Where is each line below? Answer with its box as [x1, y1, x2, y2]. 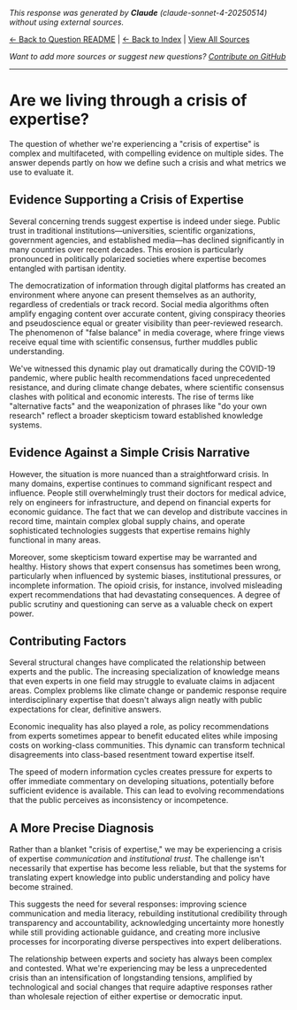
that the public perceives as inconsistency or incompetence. [9, 795, 229, 806]
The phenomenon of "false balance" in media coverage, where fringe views [9, 327, 286, 337]
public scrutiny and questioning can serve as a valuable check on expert [9, 598, 273, 609]
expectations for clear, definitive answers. [9, 704, 162, 715]
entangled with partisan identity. [9, 263, 126, 274]
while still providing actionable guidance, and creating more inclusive [9, 927, 261, 937]
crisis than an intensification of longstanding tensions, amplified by [9, 973, 254, 983]
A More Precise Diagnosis [9, 821, 155, 836]
